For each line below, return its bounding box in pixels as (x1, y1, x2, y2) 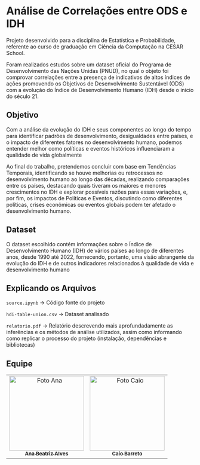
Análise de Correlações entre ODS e (6, 4, 187, 18)
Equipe (6, 359, 33, 369)
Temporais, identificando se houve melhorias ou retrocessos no (6, 169, 163, 176)
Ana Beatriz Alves (24, 450, 69, 457)
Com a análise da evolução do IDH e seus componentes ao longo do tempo (6, 126, 192, 133)
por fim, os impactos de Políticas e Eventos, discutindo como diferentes (6, 194, 183, 201)
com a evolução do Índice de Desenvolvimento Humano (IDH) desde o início (6, 86, 194, 93)
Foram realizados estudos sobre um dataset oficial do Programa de (6, 61, 172, 68)
